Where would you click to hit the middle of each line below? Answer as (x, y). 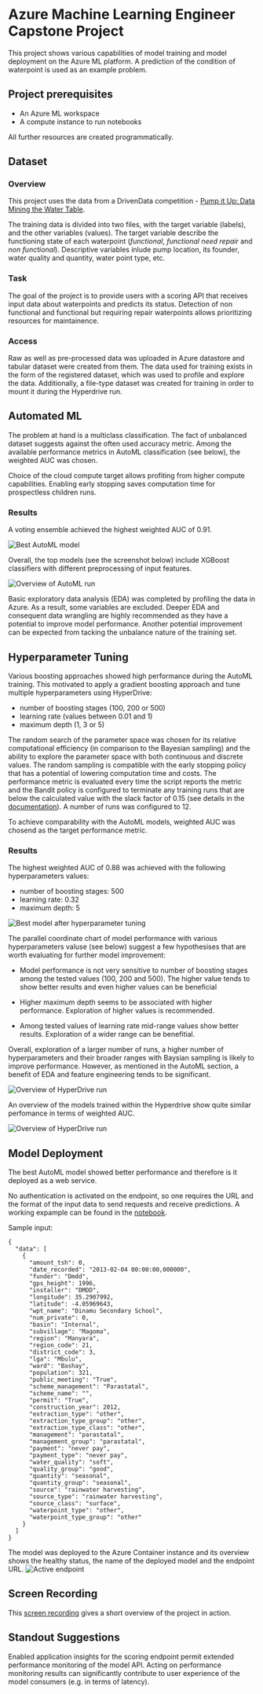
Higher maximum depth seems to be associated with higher (116, 1002)
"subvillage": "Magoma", (69, 1332)
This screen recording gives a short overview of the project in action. (120, 1612)
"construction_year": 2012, (75, 1407)
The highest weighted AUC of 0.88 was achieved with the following (117, 868)
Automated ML (45, 416)
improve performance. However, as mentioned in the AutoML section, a (124, 1066)
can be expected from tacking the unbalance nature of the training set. (122, 632)
